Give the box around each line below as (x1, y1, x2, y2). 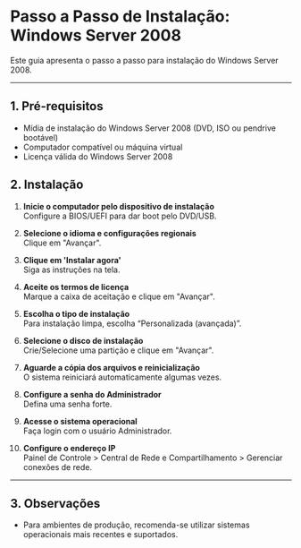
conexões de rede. (22, 461, 93, 472)
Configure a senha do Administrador (22, 389, 162, 399)
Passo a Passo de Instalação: (10, 6, 230, 27)
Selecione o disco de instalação (22, 335, 144, 346)
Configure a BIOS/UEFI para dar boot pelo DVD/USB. (22, 210, 217, 221)
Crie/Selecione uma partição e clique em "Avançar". (22, 345, 214, 355)
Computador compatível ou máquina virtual (22, 141, 183, 152)
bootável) (22, 132, 59, 142)
